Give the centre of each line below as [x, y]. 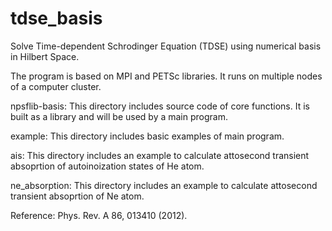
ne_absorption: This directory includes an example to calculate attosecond [164, 185]
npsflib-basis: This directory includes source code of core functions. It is [160, 106]
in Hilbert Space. [45, 56]
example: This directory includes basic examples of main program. [147, 136]
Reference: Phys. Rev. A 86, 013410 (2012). [99, 215]
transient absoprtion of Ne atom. [77, 196]
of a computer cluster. [56, 86]
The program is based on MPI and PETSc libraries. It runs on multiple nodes [166, 76]
